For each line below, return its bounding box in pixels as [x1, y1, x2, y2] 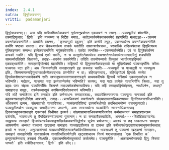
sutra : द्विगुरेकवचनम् [5, 12, 41, 17]
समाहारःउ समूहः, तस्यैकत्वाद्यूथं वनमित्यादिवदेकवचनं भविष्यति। [5, 88, 94, 93]
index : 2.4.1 [5, 7, 35, 13]
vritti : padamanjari [5, 17, 51, 22]
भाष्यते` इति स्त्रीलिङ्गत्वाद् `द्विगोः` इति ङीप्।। [5, 140, 76, 146]
